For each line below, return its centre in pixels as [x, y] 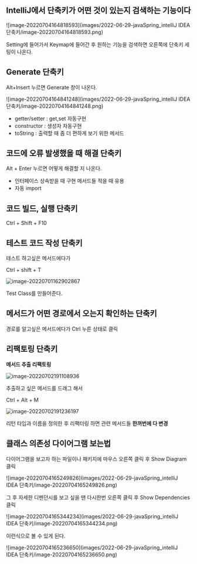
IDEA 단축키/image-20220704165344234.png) [62, 523]
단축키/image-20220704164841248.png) [55, 106]
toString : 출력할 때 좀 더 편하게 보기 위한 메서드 [69, 133]
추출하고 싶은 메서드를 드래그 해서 [45, 388]
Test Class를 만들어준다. [34, 293]
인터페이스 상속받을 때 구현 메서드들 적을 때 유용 [69, 181]
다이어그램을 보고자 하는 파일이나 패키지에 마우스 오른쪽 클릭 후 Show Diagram [96, 458]
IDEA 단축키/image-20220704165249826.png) [62, 485]
